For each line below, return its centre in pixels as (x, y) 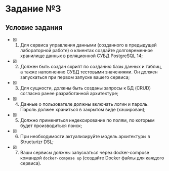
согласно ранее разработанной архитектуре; (69, 93)
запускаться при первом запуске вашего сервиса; (75, 77)
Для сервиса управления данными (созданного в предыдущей (88, 45)
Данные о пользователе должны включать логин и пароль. (85, 104)
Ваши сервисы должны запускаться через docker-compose (85, 153)
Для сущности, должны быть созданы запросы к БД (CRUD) (85, 88)
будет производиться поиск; (51, 125)
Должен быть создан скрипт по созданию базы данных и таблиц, (91, 67)
